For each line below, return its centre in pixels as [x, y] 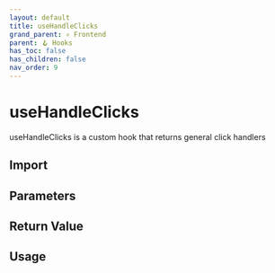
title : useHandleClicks [54, 26]
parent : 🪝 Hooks [41, 43]
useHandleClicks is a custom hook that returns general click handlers [138, 136]
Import [28, 166]
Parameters [43, 195]
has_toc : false [38, 51]
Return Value [46, 226]
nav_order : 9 [34, 68]
